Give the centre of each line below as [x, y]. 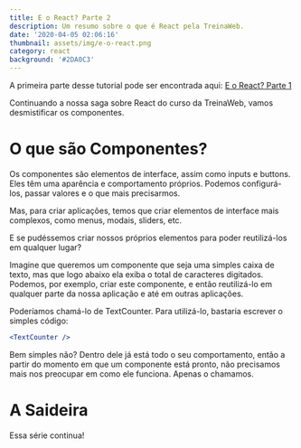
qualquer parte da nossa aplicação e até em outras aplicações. [127, 294]
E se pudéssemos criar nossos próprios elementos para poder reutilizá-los [148, 238]
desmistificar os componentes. [67, 112]
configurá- [262, 183]
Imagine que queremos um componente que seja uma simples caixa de [142, 265]
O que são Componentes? [108, 149]
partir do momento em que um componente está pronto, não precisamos [145, 364]
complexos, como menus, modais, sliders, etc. [96, 220]
